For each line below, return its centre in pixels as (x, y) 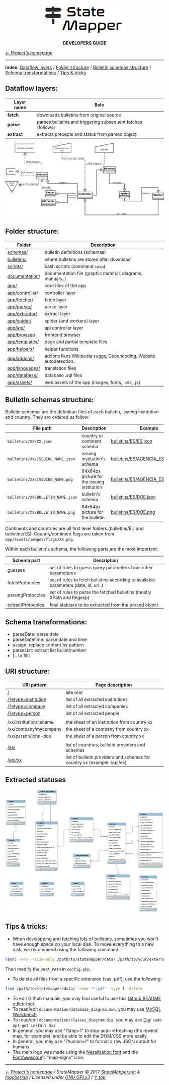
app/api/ (16, 328)
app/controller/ (23, 293)
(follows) (46, 127)
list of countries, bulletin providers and (105, 745)
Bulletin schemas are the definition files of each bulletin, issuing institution (82, 412)
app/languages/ (24, 368)
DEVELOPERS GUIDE (84, 43)
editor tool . (24, 1004)
